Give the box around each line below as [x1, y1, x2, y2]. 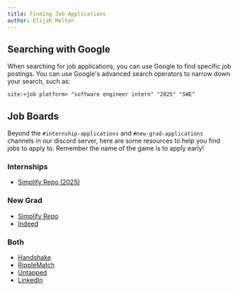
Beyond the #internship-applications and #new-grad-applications [7, 129, 204, 138]
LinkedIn [17, 276, 43, 285]
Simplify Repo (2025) [17, 178, 80, 187]
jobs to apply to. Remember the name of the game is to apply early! [7, 144, 205, 153]
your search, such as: [7, 77, 71, 86]
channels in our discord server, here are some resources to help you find [7, 136, 220, 145]
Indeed [17, 219, 39, 228]
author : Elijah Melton [7, 17, 75, 24]
